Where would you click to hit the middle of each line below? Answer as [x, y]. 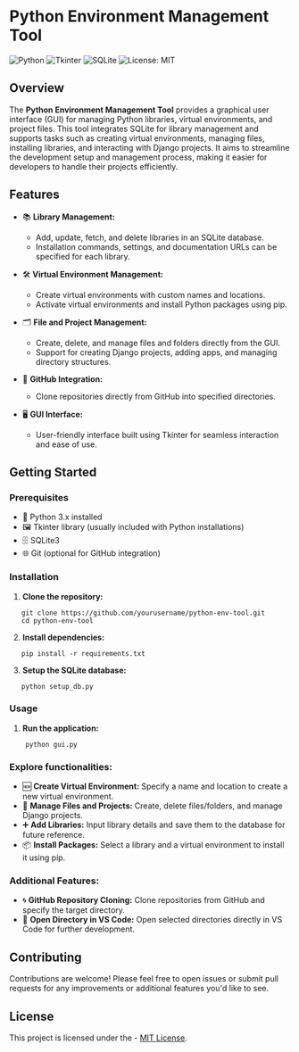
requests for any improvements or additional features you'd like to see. [139, 989]
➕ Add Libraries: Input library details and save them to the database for [154, 825]
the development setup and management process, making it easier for [138, 157]
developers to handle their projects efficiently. [94, 166]
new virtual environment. [68, 797]
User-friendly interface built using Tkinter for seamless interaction [157, 435]
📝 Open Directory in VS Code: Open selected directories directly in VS [152, 920]
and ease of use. [66, 444]
